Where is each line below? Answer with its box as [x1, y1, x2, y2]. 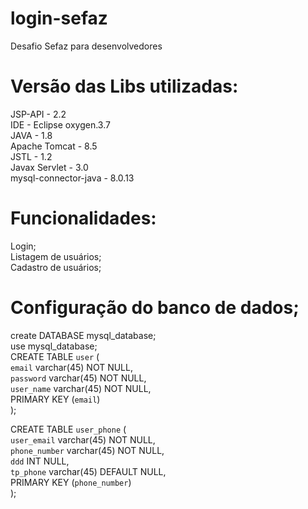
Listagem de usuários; [10, 250, 102, 262]
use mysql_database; [10, 340, 98, 352]
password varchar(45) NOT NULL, [10, 372, 147, 384]
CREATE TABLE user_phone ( [10, 423, 127, 435]
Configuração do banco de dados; [10, 297, 300, 319]
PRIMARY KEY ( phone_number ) [10, 476, 132, 488]
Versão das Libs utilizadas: [10, 75, 239, 98]
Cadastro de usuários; [10, 261, 102, 273]
